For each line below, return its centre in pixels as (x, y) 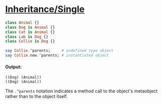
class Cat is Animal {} (30, 32)
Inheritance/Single (45, 9)
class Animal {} (22, 23)
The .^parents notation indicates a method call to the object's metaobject (82, 91)
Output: (13, 67)
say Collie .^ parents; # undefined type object (59, 51)
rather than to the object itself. (36, 96)
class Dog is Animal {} (30, 27)
